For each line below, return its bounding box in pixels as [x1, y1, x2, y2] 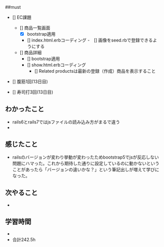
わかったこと [5, 105, 44, 113]
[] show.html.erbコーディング [27, 62, 86, 68]
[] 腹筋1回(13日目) [12, 79, 48, 84]
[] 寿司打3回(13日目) [12, 89, 53, 95]
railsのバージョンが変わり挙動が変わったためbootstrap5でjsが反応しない [12, 154, 159, 160]
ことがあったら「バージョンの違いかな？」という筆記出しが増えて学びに [12, 166, 160, 172]
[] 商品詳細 [19, 49, 42, 56]
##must [5, 4, 21, 10]
